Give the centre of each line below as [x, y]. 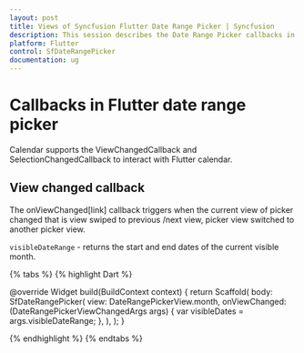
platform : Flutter [44, 43]
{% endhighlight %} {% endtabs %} [76, 338]
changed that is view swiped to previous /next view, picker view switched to [152, 219]
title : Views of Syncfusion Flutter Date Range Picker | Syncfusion [142, 26]
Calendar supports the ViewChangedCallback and [103, 149]
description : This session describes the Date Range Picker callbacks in [152, 35]
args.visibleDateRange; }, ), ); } [67, 320]
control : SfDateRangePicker [63, 52]
